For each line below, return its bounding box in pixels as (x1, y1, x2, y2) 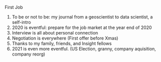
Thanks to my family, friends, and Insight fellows (11, 40, 112, 46)
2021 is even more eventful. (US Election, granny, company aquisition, (11, 46, 156, 51)
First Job (4, 4, 23, 10)
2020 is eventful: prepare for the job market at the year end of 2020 (11, 24, 152, 30)
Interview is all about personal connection (11, 30, 98, 35)
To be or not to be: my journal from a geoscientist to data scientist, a (11, 14, 153, 19)
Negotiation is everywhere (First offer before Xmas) (11, 35, 118, 41)
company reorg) (11, 51, 45, 57)
